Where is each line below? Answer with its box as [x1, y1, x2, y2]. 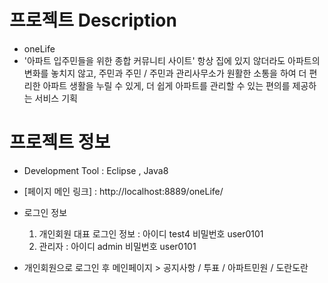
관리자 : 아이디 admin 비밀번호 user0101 [38, 240, 197, 252]
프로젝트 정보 [9, 131, 111, 154]
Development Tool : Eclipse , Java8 [23, 164, 169, 176]
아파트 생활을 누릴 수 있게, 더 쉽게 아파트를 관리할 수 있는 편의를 [42, 79, 291, 91]
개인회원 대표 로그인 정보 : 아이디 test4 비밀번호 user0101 [38, 227, 264, 240]
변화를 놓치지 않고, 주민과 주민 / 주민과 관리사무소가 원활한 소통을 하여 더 [23, 67, 307, 79]
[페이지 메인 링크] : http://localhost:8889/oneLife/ [23, 185, 224, 197]
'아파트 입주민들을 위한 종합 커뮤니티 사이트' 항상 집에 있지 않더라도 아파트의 [23, 54, 321, 66]
